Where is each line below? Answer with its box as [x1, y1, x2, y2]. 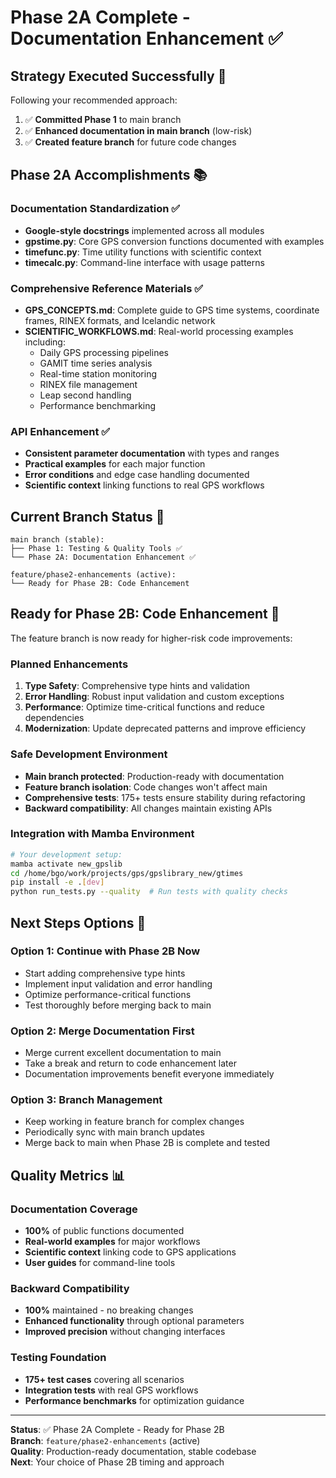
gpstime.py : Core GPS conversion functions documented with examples [24, 235, 325, 247]
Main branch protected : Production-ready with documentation [24, 770, 285, 782]
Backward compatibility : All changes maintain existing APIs [24, 802, 273, 814]
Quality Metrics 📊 [10, 1167, 126, 1184]
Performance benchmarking [39, 399, 157, 411]
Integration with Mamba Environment [10, 827, 195, 841]
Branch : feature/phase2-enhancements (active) [10, 1434, 201, 1446]
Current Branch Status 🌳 [10, 508, 165, 525]
